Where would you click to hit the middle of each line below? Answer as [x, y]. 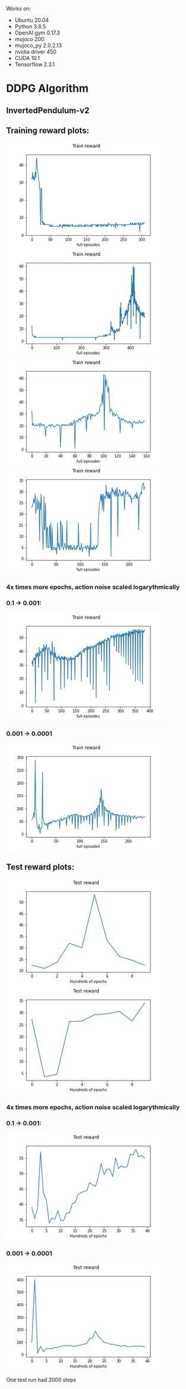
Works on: [19, 9]
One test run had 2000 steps [41, 1380]
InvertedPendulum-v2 [48, 110]
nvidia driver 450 [36, 52]
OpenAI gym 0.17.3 [37, 33]
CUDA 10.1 [27, 58]
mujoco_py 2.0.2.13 [38, 45]
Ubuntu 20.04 [32, 20]
